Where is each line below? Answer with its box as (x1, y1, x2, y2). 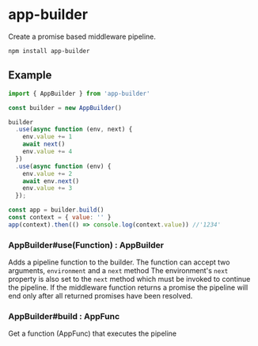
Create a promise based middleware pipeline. (8, 32, 157, 41)
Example (8, 69, 52, 82)
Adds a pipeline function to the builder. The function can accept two (8, 257, 230, 267)
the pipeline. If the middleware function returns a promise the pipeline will (8, 283, 249, 292)
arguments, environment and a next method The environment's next (8, 266, 229, 276)
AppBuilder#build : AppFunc (8, 310, 120, 321)
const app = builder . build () (8, 206, 104, 215)
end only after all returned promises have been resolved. (8, 291, 193, 301)
